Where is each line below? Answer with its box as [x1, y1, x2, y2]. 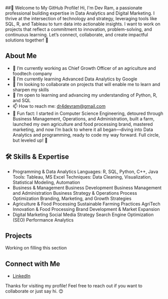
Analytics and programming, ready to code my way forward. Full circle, [12, 132, 160, 138]
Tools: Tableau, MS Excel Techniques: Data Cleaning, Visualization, [12, 174, 152, 180]
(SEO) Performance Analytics [12, 217, 74, 223]
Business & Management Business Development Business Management [12, 185, 162, 191]
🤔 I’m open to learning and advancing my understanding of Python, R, [12, 92, 157, 98]
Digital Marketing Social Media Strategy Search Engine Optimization [12, 211, 154, 218]
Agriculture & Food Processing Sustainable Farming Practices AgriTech [12, 200, 160, 207]
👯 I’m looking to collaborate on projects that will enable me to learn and [12, 81, 160, 87]
